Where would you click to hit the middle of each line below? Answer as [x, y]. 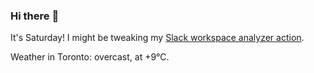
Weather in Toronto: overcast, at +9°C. [90, 57]
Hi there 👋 [35, 16]
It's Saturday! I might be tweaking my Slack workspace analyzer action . [157, 38]
